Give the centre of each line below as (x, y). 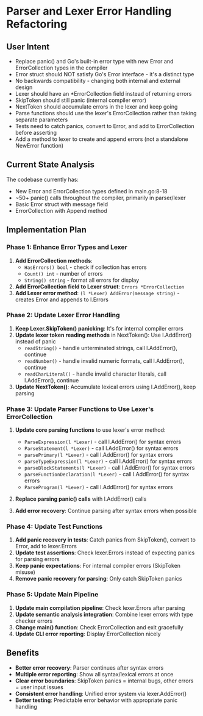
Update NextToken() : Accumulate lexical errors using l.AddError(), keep (105, 387)
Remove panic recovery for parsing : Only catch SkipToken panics (98, 579)
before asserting (36, 133)
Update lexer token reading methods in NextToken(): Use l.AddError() (103, 335)
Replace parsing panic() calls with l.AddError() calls (81, 499)
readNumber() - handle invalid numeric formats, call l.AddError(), (104, 360)
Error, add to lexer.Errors (46, 546)
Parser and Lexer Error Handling (89, 11)
